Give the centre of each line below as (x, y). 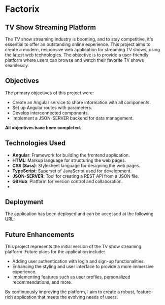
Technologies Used (35, 143)
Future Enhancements (40, 235)
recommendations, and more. (42, 282)
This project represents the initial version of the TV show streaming (73, 247)
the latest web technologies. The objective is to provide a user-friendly (77, 55)
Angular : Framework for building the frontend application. (71, 155)
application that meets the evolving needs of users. (66, 297)
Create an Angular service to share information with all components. (82, 102)
